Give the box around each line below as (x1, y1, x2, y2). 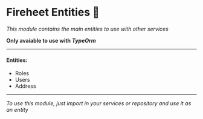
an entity (6, 106, 28, 114)
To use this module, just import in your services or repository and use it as (6, 100, 192, 107)
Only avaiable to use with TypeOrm (6, 37, 97, 44)
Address (14, 82, 36, 90)
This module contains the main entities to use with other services (6, 25, 169, 32)
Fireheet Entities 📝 (6, 5, 100, 19)
